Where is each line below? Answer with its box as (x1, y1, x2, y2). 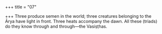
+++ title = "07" (5, 4, 37, 10)
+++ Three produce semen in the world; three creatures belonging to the (5, 13, 152, 19)
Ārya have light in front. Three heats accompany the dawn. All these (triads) (5, 19, 158, 24)
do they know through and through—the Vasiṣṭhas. (5, 23, 107, 29)
